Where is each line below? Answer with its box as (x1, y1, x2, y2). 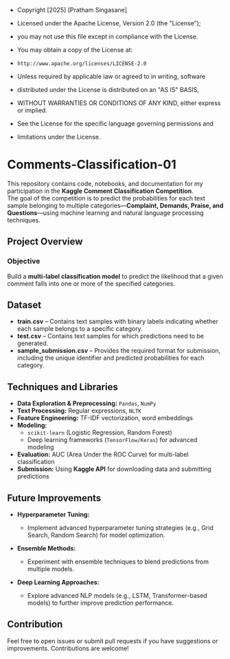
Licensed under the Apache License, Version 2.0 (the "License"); (16, 19, 201, 27)
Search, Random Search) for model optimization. (27, 531, 165, 540)
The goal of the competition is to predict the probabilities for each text (7, 194, 206, 202)
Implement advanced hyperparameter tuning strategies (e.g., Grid (27, 524, 214, 532)
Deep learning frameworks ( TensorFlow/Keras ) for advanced (27, 436, 198, 444)
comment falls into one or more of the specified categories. (7, 279, 175, 288)
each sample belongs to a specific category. (16, 325, 143, 333)
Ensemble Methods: (16, 544, 76, 553)
